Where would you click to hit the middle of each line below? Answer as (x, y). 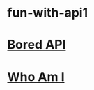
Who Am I (36, 76)
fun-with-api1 (48, 13)
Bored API (37, 45)
